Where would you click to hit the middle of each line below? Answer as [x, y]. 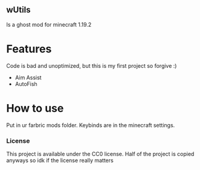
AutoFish [26, 83]
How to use [35, 108]
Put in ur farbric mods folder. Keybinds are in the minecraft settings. [91, 125]
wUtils [19, 10]
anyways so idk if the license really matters [60, 160]
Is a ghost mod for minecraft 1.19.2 [49, 24]
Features [29, 49]
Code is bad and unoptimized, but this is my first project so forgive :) [92, 65]
